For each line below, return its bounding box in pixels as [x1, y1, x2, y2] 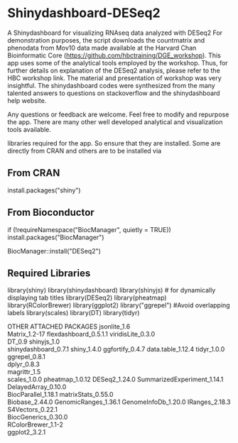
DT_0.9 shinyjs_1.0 [7, 337, 60, 346]
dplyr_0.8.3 [7, 360, 40, 368]
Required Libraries [7, 267, 91, 279]
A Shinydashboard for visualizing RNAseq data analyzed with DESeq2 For [7, 28, 222, 37]
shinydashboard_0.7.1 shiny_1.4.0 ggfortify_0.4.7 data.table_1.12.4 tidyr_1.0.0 [7, 345, 225, 354]
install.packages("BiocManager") [7, 233, 104, 241]
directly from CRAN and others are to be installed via [7, 146, 162, 155]
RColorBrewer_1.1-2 [7, 420, 64, 429]
